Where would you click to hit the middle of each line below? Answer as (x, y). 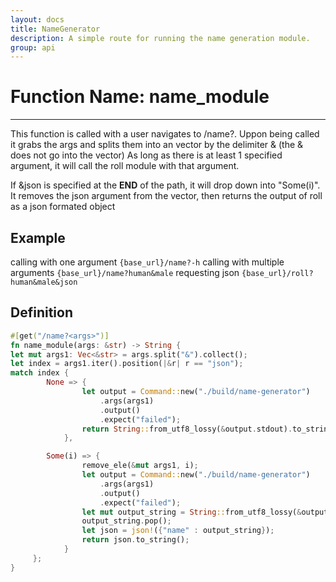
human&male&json (44, 282)
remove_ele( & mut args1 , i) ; (140, 466)
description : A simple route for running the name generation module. (160, 38)
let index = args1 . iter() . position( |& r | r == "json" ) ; (127, 364)
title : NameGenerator (55, 29)
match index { (40, 373)
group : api (33, 47)
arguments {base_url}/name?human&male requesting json (125, 272)
